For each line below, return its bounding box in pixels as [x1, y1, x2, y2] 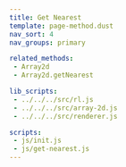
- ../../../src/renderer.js [13, 112, 118, 121]
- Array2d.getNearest [13, 71, 94, 80]
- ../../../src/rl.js [13, 95, 94, 104]
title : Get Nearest [9, 13, 82, 22]
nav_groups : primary [9, 38, 87, 47]
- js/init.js [13, 136, 63, 146]
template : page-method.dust [9, 21, 114, 30]
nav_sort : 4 [9, 29, 54, 38]
